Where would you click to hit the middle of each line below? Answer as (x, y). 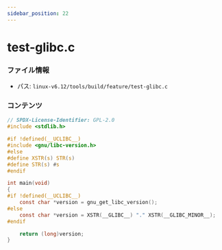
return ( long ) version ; (52, 234)
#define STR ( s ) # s (33, 164)
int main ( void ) (29, 183)
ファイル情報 (28, 70)
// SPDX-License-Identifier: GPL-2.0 (61, 121)
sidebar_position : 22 (38, 13)
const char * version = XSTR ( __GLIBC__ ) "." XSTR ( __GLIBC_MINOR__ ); (118, 215)
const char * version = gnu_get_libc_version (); (88, 203)
